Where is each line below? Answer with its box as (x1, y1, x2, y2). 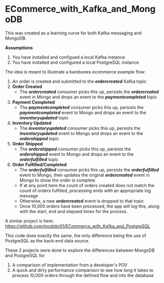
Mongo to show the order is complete (19, 177, 95, 183)
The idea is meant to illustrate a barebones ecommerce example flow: (5, 69, 146, 74)
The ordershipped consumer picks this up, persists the (19, 146, 131, 152)
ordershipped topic (19, 136, 60, 141)
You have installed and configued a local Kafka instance (12, 54, 125, 60)
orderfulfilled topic (19, 156, 59, 162)
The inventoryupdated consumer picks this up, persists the (19, 125, 141, 131)
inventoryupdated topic (19, 115, 69, 120)
